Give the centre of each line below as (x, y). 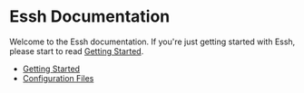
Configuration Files (58, 78)
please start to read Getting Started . (77, 51)
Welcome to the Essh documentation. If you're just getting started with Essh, (152, 42)
